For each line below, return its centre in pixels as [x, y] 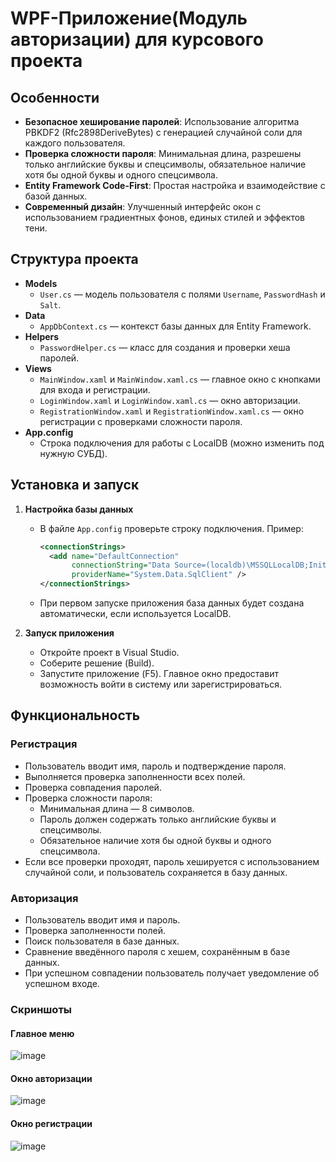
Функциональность [75, 715]
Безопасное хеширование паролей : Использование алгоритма [162, 121]
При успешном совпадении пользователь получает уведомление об [172, 973]
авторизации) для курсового [137, 39]
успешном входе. [62, 983]
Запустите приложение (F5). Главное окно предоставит [159, 673]
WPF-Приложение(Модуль [129, 18]
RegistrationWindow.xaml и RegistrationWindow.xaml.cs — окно [172, 411]
